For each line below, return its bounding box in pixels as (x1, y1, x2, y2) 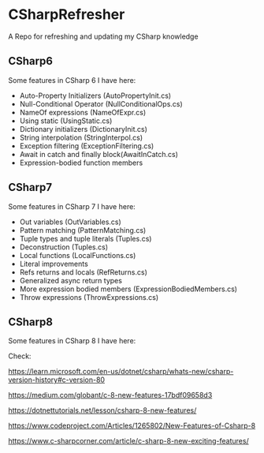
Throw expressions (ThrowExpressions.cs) (19, 292, 159, 301)
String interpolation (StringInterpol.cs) (19, 133, 143, 142)
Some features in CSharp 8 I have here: (8, 336, 136, 346)
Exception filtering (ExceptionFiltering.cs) (19, 140, 154, 151)
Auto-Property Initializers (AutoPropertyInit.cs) (19, 91, 172, 100)
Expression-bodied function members (19, 158, 143, 167)
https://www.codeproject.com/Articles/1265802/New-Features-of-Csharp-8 (8, 421, 256, 431)
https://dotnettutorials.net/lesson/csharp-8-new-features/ (8, 406, 197, 415)
